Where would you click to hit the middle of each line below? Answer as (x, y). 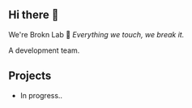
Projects (30, 76)
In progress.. (41, 95)
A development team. (44, 50)
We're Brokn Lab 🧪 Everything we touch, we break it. (96, 34)
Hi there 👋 (34, 15)
